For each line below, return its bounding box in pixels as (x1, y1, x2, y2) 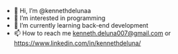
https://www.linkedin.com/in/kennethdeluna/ (13, 39, 141, 47)
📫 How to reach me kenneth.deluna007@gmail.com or (13, 29, 171, 37)
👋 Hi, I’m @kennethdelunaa (13, 7, 91, 15)
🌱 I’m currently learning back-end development (13, 21, 149, 29)
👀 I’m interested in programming (13, 14, 106, 22)
